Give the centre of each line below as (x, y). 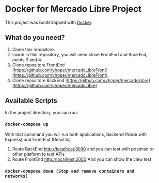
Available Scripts (31, 101)
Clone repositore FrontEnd (38, 65)
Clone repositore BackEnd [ (40, 80)
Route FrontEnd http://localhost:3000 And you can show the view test (82, 159)
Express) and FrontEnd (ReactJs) (38, 139)
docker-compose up (27, 124)
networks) (16, 176)
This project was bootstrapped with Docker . (49, 22)
